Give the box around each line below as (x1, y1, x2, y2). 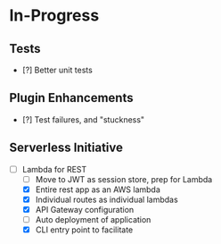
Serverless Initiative (9, 140, 123, 156)
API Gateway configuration (35, 204, 135, 215)
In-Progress (9, 5, 100, 26)
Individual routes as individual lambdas (35, 194, 178, 205)
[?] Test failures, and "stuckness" (21, 114, 145, 125)
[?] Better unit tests (21, 64, 94, 75)
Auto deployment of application (35, 214, 151, 224)
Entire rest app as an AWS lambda (35, 184, 160, 195)
